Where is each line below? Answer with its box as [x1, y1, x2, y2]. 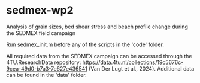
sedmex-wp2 [6, 4, 74, 17]
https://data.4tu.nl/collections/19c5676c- [82, 59, 184, 66]
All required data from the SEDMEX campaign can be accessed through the [6, 52, 192, 59]
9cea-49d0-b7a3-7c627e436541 [6, 65, 88, 72]
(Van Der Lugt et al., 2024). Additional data [89, 65, 195, 72]
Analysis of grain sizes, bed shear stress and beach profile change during [6, 23, 189, 30]
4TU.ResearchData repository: [6, 59, 81, 66]
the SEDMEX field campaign [6, 29, 76, 36]
